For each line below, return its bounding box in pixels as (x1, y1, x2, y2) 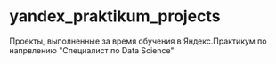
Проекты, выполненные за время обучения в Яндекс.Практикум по (9, 36, 267, 46)
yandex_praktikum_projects (9, 6, 221, 27)
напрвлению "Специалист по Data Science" (9, 44, 175, 55)
